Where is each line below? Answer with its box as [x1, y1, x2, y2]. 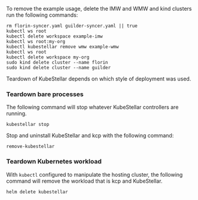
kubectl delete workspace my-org [6, 54, 90, 60]
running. [6, 110, 27, 117]
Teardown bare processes [6, 90, 84, 98]
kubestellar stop [6, 122, 50, 128]
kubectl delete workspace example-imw [6, 33, 103, 39]
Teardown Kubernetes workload [6, 158, 102, 166]
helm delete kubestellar [6, 189, 68, 195]
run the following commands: [6, 11, 78, 19]
